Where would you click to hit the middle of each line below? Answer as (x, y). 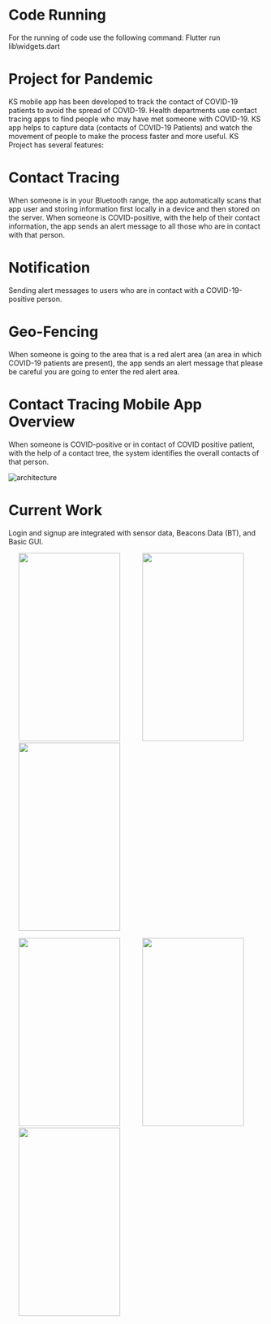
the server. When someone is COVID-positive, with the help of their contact (134, 217)
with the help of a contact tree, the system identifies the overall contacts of (134, 452)
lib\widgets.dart (34, 46)
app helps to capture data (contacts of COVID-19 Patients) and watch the (131, 127)
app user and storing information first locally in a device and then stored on (134, 208)
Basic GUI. (26, 541)
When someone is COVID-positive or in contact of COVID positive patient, (132, 444)
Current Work (56, 510)
